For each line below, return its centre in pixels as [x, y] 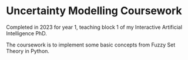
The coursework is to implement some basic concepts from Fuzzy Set [91, 45]
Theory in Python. [28, 51]
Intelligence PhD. [26, 33]
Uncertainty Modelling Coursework [94, 11]
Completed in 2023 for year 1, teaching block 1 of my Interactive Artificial [94, 27]
